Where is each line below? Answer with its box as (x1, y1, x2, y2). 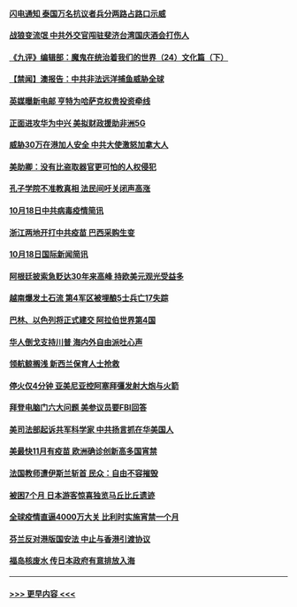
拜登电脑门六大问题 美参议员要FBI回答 (9, 403, 148, 413)
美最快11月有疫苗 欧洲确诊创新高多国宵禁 (9, 446, 157, 457)
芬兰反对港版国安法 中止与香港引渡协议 (9, 534, 151, 544)
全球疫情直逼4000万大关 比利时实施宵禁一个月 (9, 511, 179, 522)
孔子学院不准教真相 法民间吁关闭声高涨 (9, 183, 151, 194)
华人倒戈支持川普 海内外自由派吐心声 (9, 336, 143, 347)
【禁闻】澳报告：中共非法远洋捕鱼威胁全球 (9, 73, 164, 84)
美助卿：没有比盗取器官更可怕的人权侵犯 (9, 161, 156, 172)
